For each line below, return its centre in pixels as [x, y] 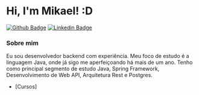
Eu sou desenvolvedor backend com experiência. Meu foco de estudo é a [98, 56]
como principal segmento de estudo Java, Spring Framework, [83, 69]
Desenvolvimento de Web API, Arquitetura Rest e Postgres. [79, 75]
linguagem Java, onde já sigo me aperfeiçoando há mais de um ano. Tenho [99, 62]
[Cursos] [26, 87]
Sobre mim [23, 43]
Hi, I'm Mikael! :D [50, 11]
